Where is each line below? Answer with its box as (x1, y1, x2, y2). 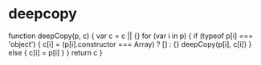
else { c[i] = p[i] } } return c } (8, 48, 103, 57)
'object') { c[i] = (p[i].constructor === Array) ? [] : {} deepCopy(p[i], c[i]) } (8, 39, 252, 48)
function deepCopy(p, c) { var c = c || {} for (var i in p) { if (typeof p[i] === (8, 31, 254, 40)
